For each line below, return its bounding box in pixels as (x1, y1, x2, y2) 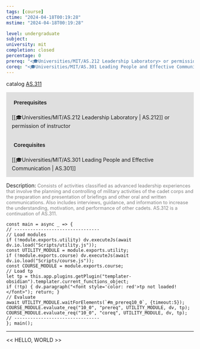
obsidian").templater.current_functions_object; (6, 278, 129, 285)
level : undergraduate (6, 30, 60, 36)
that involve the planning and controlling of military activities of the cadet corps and (6, 188, 193, 194)
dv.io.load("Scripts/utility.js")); (6, 242, 97, 248)
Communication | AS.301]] (11, 164, 76, 172)
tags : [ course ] (6, 8, 44, 15)
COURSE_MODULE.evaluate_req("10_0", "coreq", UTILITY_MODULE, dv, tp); (6, 310, 187, 316)
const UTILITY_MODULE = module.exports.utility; (6, 247, 129, 253)
